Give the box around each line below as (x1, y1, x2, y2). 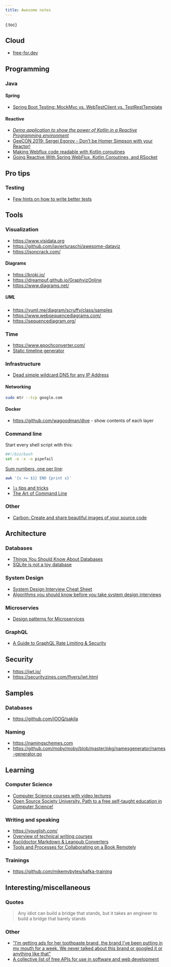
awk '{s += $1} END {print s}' (5, 476, 72, 481)
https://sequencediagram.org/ (12, 318, 76, 324)
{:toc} (5, 21, 17, 28)
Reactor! (12, 144, 31, 150)
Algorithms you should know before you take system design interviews (12, 591, 161, 598)
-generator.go (12, 751, 42, 757)
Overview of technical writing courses (12, 833, 93, 839)
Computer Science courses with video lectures (12, 792, 111, 798)
